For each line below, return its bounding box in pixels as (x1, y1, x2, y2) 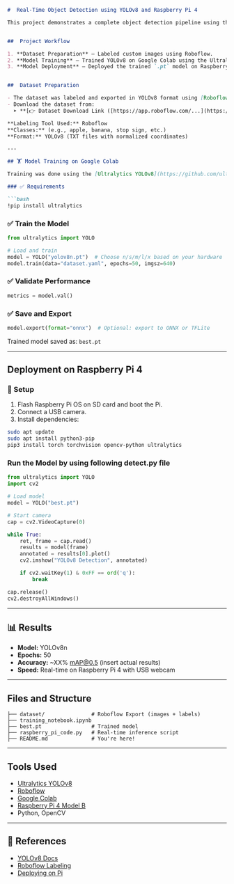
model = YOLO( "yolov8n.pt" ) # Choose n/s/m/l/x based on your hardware (7, 253, 223, 260)
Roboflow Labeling (17, 861, 72, 869)
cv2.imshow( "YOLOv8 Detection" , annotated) (19, 557, 148, 564)
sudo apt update (7, 429, 54, 436)
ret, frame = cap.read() (19, 537, 92, 544)
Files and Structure (7, 693, 92, 704)
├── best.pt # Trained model (7, 723, 139, 730)
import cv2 (7, 480, 39, 487)
